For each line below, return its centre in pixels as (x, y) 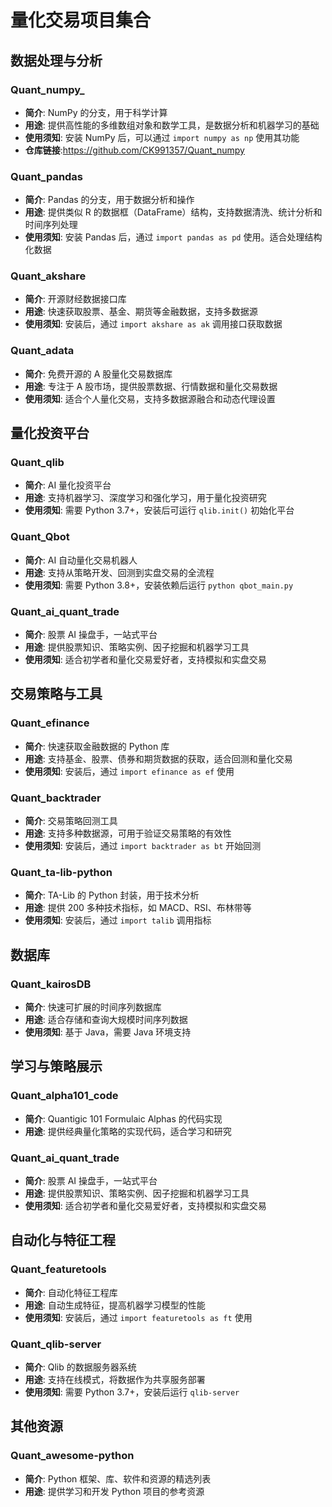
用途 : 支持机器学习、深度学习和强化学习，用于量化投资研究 (145, 498)
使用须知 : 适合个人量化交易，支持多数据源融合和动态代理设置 (150, 398)
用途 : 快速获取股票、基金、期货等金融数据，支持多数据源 (141, 312)
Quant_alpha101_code (64, 1096)
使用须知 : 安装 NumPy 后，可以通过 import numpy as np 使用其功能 (162, 137)
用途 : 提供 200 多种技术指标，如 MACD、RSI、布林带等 (138, 908)
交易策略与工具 (56, 694)
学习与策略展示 (56, 1066)
